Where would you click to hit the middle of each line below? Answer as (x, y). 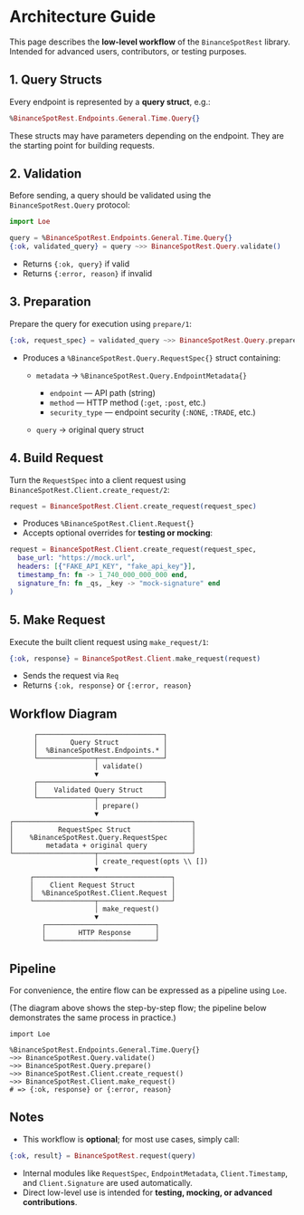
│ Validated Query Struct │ (100, 790)
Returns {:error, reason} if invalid (87, 274)
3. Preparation (51, 302)
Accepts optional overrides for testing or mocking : (118, 533)
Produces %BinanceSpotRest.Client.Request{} (108, 524)
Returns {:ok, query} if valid (76, 264)
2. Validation (46, 174)
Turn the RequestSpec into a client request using (98, 480)
